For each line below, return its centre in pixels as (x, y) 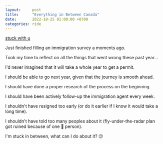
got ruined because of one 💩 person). (44, 126)
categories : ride (23, 24)
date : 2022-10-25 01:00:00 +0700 (47, 19)
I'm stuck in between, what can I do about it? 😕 (54, 136)
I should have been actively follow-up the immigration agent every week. (80, 96)
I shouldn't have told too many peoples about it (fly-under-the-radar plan (80, 121)
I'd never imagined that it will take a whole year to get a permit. (70, 67)
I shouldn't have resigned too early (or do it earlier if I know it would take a (82, 106)
